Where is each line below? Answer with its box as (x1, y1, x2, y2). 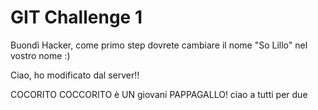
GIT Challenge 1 (10, 6, 143, 29)
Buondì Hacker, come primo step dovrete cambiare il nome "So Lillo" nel (10, 39, 308, 51)
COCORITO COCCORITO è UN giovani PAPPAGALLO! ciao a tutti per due (10, 88, 308, 100)
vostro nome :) (10, 49, 71, 61)
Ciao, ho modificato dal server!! (10, 69, 140, 81)
